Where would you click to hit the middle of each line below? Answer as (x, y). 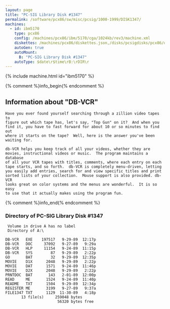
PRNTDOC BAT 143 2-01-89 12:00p (51, 275)
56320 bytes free (76, 302)
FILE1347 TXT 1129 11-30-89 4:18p (51, 293)
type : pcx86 (27, 33)
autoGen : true (29, 48)
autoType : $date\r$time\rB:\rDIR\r (52, 62)
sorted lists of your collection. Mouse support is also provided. (79, 176)
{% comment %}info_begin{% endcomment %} (55, 86)
